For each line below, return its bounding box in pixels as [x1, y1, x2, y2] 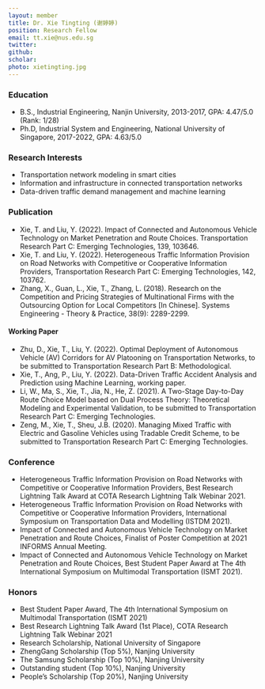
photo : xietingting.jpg [8, 63, 87, 71]
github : [8, 48, 34, 56]
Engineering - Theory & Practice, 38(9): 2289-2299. [19, 309, 190, 318]
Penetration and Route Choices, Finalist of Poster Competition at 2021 [19, 533, 248, 543]
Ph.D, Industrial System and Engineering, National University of [19, 124, 225, 134]
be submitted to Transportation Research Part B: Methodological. [19, 361, 232, 370]
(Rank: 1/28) [19, 115, 59, 125]
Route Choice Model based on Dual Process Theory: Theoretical [19, 395, 229, 404]
